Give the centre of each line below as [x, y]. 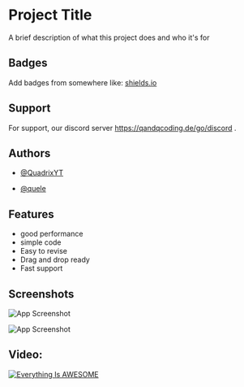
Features [31, 214]
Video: [26, 355]
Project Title [50, 15]
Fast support [41, 268]
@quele [33, 189]
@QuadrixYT [41, 173]
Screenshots [41, 294]
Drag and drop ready [55, 260]
